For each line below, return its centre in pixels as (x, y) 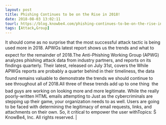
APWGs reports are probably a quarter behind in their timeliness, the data (80, 71)
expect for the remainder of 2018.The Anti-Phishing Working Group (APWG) (82, 55)
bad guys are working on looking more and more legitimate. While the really (82, 91)
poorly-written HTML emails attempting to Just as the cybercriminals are (79, 96)
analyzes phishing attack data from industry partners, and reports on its (78, 61)
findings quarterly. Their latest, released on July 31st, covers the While (77, 65)
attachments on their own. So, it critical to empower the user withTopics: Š (81, 112)
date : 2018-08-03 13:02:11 (33, 19)
